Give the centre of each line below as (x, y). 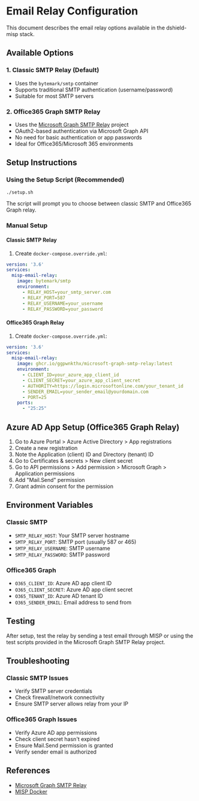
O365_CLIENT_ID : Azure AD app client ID (63, 583)
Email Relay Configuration (72, 11)
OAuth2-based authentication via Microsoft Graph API (82, 131)
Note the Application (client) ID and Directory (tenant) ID (84, 454)
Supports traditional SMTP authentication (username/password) (94, 90)
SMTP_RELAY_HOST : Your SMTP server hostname (72, 535)
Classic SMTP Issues (37, 678)
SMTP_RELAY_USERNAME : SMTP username (63, 548)
